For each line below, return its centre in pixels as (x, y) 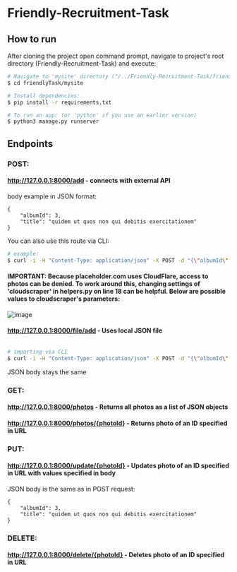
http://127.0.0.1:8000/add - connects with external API (89, 181)
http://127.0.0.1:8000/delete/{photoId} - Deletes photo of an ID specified (116, 555)
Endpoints (30, 144)
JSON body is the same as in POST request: (71, 489)
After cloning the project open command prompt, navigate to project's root (116, 56)
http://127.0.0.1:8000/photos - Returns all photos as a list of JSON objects (118, 407)
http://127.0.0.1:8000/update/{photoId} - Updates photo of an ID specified (118, 466)
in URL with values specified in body (62, 473)
